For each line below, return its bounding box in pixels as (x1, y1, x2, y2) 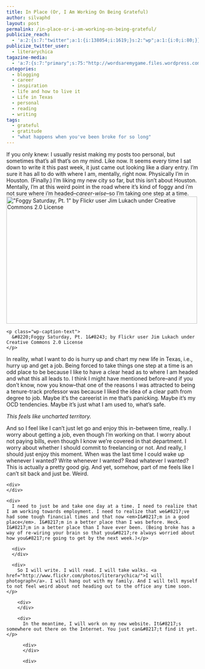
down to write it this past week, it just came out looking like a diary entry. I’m (6, 163, 198, 171)
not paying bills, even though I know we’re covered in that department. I (6, 437, 187, 445)
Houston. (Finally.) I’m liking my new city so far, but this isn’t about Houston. (6, 177, 197, 184)
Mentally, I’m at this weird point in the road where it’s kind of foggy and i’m (6, 183, 193, 190)
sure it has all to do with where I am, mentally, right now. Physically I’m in (6, 170, 189, 177)
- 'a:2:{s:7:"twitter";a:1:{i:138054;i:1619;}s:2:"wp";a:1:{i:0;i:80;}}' (12, 37, 203, 43)
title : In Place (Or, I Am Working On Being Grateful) (6, 9, 149, 15)
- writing (12, 111, 37, 117)
